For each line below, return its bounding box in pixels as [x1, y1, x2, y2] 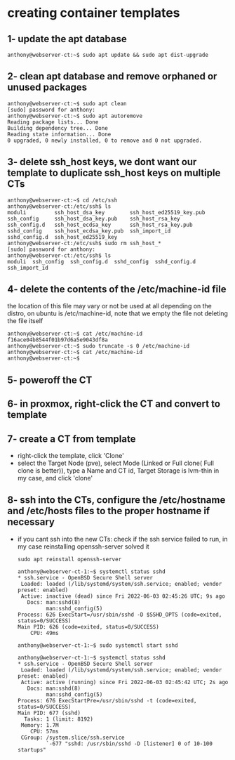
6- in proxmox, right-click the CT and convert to [7, 398, 221, 410]
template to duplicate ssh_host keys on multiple [7, 167, 221, 179]
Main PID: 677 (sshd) [17, 709, 81, 716]
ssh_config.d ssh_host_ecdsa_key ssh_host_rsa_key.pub [7, 221, 193, 228]
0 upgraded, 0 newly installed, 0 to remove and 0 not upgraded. [7, 137, 202, 144]
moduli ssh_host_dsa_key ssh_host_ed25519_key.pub [7, 209, 206, 216]
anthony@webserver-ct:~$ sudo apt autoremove [7, 112, 142, 119]
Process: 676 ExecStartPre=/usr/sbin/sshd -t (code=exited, [17, 697, 197, 704]
